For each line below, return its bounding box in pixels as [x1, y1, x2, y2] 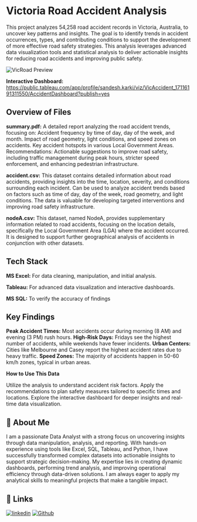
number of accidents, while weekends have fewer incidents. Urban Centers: [6, 340, 191, 347]
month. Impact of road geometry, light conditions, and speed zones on [6, 135, 176, 142]
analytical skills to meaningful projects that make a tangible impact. [6, 477, 168, 484]
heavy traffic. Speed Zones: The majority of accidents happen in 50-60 [6, 353, 179, 360]
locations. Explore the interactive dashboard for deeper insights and [6, 394, 170, 401]
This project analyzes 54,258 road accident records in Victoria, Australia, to [6, 24, 189, 31]
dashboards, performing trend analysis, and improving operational [6, 464, 166, 471]
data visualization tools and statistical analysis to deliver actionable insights [6, 48, 189, 55]
